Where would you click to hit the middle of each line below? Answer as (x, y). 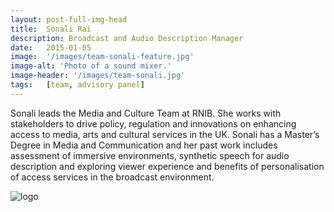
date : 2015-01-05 (51, 47)
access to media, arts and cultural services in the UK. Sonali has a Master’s (165, 134)
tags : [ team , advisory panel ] (77, 85)
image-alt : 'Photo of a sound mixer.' (91, 66)
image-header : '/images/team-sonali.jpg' (98, 76)
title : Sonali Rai (51, 29)
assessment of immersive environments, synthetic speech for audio (150, 155)
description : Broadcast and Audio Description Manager (127, 38)
